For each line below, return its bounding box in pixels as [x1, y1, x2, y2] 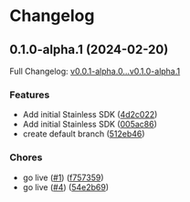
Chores [9, 151, 43, 164]
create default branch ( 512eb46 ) [22, 128, 145, 139]
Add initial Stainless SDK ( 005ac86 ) [22, 119, 157, 130]
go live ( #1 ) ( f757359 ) [22, 172, 104, 183]
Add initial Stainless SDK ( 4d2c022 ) [22, 109, 158, 120]
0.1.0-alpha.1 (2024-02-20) [9, 42, 169, 57]
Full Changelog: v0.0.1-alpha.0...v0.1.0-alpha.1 [9, 66, 181, 76]
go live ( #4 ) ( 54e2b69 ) [22, 181, 110, 192]
